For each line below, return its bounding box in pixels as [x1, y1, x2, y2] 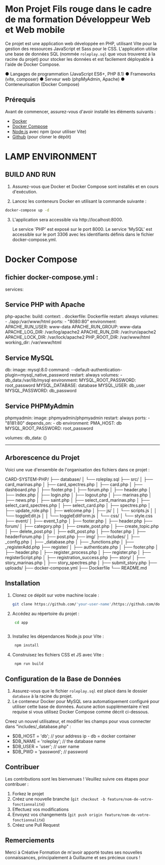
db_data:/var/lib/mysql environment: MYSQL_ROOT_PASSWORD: [5, 377, 137, 383]
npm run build [14, 661, 44, 666]
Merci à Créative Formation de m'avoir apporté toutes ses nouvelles [5, 849, 142, 855]
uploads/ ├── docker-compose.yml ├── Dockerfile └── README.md [5, 565, 147, 570]
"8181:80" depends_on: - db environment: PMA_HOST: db [5, 420, 122, 426]
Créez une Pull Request [12, 822, 60, 828]
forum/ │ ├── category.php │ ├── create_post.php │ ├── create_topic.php [5, 523, 159, 529]
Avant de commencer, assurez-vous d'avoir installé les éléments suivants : [5, 108, 156, 114]
